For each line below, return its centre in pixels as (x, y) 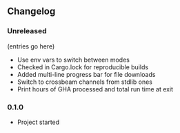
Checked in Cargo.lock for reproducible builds (83, 67)
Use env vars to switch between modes (73, 60)
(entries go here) (31, 46)
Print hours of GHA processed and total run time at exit (95, 89)
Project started (38, 122)
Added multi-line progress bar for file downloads (86, 74)
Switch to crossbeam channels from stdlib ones (85, 82)
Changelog (31, 11)
